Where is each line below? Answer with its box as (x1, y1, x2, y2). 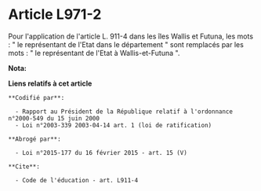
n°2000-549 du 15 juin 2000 (8, 114, 100, 123)
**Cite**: (8, 163, 41, 171)
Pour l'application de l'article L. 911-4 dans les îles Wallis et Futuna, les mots (8, 31, 253, 41)
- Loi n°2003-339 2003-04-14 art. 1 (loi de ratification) (15, 121, 212, 129)
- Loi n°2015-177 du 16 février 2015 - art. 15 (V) (15, 149, 188, 156)
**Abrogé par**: (8, 135, 61, 143)
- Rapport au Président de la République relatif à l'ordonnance (15, 108, 234, 116)
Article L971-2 (8, 6, 102, 24)
